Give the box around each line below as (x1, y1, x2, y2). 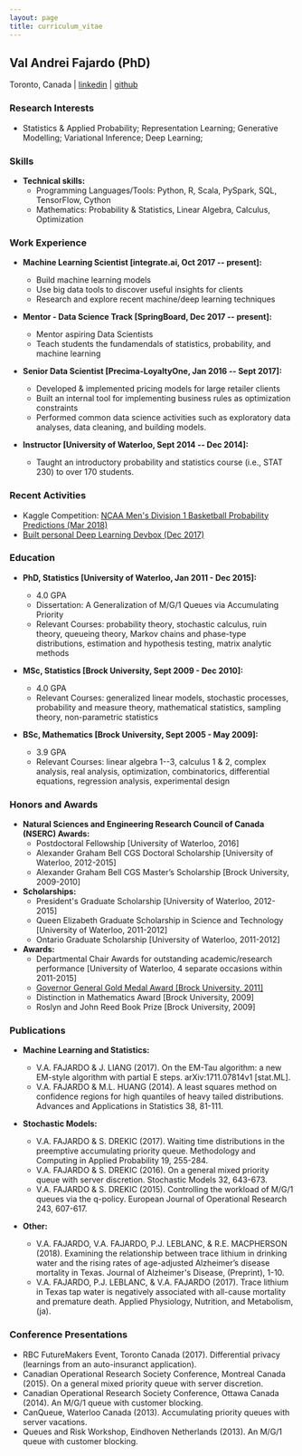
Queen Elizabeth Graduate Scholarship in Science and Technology (35, 915, 284, 926)
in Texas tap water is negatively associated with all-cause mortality (35, 1287, 287, 1297)
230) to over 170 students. (35, 467, 134, 477)
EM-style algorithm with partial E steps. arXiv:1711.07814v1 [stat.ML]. (35, 1072, 291, 1083)
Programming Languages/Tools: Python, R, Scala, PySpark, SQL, (35, 185, 278, 196)
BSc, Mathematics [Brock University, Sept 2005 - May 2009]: (22, 728, 260, 739)
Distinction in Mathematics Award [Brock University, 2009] (35, 992, 255, 1003)
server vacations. (22, 1416, 88, 1427)
